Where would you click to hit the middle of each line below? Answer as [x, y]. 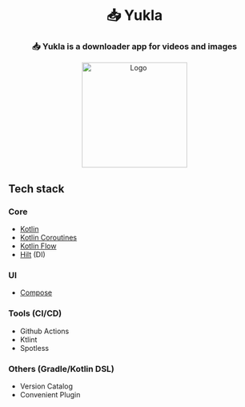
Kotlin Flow [38, 246]
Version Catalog [46, 386]
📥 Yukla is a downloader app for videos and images [135, 46]
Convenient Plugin [50, 395]
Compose [36, 292]
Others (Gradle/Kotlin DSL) [61, 369]
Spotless [34, 348]
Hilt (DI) [32, 255]
